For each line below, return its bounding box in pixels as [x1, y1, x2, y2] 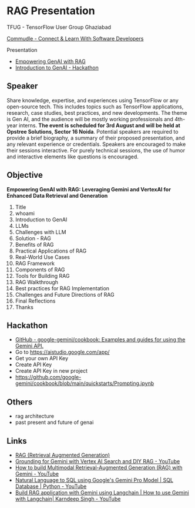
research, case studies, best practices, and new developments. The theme [6, 109, 187, 116]
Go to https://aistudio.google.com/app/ [15, 348, 110, 356]
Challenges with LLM [15, 228, 66, 235]
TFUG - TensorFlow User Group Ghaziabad [6, 24, 111, 31]
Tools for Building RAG [15, 272, 70, 279]
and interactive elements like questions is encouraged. [6, 153, 139, 160]
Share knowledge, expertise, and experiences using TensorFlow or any [6, 97, 179, 104]
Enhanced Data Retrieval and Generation [6, 192, 108, 199]
